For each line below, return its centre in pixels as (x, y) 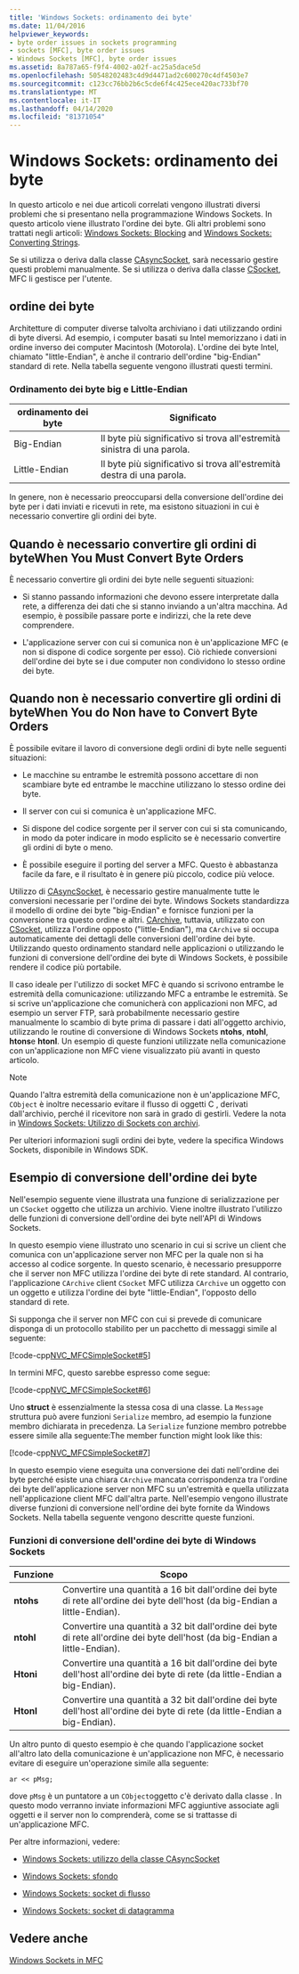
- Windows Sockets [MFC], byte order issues (93, 59)
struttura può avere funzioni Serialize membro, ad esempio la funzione (141, 1416)
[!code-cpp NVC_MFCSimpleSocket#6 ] (80, 1389)
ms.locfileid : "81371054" (57, 117)
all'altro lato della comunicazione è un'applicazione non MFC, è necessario (147, 1753)
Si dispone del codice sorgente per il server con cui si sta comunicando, (154, 828)
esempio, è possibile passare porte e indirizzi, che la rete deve (137, 615)
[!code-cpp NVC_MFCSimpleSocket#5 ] (80, 1355)
